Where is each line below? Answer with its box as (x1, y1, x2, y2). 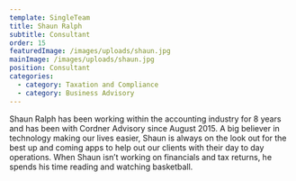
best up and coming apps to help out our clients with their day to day (9, 141, 265, 153)
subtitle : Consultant (9, 30, 91, 39)
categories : (9, 72, 54, 81)
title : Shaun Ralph (9, 22, 83, 31)
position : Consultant (9, 64, 91, 73)
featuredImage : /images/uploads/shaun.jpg (9, 47, 171, 56)
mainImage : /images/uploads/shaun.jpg (9, 55, 155, 64)
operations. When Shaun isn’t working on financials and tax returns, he (9, 151, 273, 162)
